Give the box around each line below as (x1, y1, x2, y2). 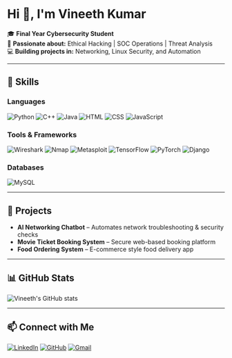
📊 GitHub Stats (7, 272, 75, 284)
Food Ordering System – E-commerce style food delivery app (17, 245, 194, 254)
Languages (7, 97, 46, 106)
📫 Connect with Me (7, 321, 95, 333)
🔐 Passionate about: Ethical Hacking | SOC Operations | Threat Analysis (7, 39, 213, 48)
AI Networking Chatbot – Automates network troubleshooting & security (17, 223, 224, 232)
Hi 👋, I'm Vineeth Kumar (7, 6, 146, 22)
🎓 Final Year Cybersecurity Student (7, 29, 114, 37)
